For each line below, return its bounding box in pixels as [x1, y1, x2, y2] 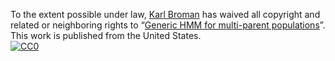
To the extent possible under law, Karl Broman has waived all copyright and [10, 9, 321, 20]
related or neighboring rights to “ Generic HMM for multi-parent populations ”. [10, 19, 326, 31]
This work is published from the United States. [10, 30, 202, 41]
